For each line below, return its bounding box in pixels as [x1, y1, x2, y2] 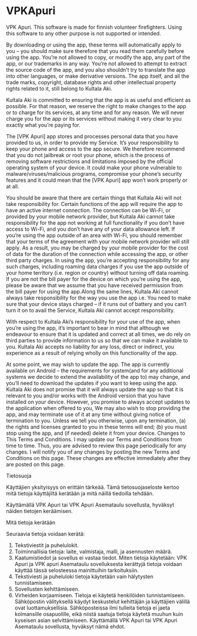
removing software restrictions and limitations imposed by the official [6, 158, 173, 165]
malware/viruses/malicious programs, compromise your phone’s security [6, 170, 182, 177]
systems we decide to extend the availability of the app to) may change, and [6, 373, 191, 380]
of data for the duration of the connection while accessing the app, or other [6, 250, 189, 257]
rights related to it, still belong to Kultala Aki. [6, 85, 113, 92]
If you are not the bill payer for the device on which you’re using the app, [6, 275, 182, 282]
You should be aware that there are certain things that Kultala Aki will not [6, 194, 182, 201]
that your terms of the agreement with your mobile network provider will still [6, 238, 189, 245]
